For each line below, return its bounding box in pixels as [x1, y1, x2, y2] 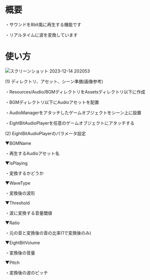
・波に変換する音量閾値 [5, 210, 52, 216]
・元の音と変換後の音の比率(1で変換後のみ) [5, 230, 91, 235]
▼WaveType [5, 180, 31, 186]
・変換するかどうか [5, 170, 44, 176]
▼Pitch [5, 259, 20, 265]
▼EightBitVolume [5, 239, 40, 245]
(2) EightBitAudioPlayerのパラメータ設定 [5, 130, 86, 136]
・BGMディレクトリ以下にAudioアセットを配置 [5, 99, 99, 105]
